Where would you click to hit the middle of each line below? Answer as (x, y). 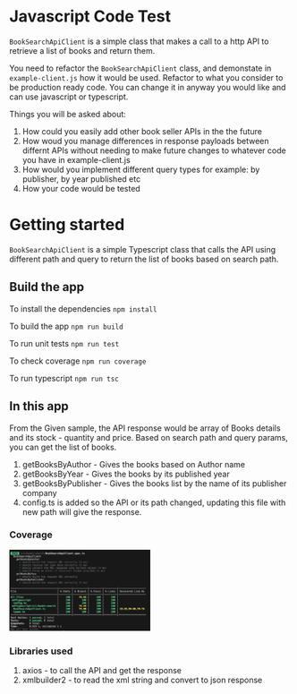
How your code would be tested (81, 188)
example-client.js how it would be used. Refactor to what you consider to (146, 77)
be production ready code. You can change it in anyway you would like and (148, 87)
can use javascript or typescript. (69, 97)
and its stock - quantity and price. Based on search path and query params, (148, 437)
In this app (39, 406)
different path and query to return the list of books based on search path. (144, 259)
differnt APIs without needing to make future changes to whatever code (154, 150)
